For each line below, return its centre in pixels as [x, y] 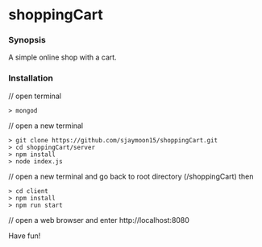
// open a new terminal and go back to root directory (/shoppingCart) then [131, 176]
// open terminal [35, 96]
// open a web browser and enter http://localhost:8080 [99, 220]
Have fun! [25, 236]
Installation [31, 78]
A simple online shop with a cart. [62, 57]
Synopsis [27, 40]
